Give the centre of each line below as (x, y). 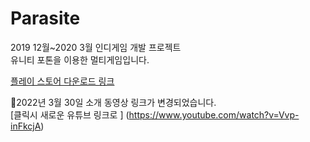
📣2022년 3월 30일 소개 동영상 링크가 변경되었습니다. (113, 102)
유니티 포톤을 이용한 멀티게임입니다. (80, 59)
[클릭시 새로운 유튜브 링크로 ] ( (70, 114)
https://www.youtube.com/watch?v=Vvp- (214, 114)
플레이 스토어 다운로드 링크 (62, 81)
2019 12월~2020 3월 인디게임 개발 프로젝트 (96, 47)
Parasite (45, 18)
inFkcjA (26, 126)
